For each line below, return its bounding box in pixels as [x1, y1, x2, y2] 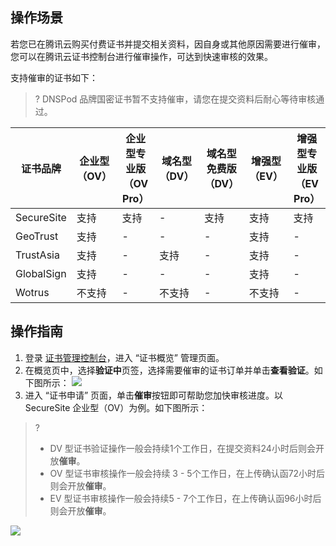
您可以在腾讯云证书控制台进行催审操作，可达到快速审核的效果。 [10, 50, 273, 62]
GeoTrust [15, 229, 59, 243]
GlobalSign [15, 266, 67, 280]
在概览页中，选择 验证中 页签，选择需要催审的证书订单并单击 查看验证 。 [24, 364, 315, 376]
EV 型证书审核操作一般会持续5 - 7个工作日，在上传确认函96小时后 [49, 492, 322, 504]
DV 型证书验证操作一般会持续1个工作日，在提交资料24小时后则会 [49, 442, 316, 454]
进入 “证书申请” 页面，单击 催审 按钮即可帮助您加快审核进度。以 [24, 389, 284, 401]
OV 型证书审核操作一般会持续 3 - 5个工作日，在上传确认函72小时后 [49, 467, 326, 479]
